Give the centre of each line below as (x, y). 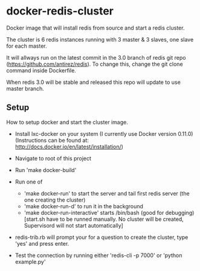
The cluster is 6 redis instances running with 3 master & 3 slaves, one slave (100, 39)
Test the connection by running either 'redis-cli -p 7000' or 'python (98, 255)
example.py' (30, 261)
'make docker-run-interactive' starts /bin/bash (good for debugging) (109, 212)
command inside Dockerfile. (41, 70)
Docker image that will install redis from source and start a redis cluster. (95, 28)
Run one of (29, 182)
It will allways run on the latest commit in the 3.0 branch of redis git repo (96, 57)
